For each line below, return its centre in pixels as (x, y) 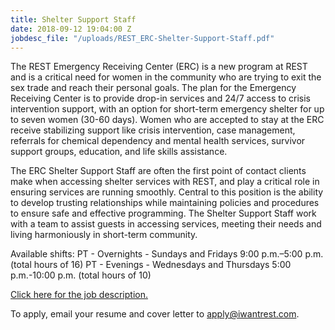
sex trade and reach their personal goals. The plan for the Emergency (153, 88)
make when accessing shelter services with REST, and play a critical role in (165, 182)
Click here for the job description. (79, 295)
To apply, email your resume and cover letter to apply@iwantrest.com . (155, 314)
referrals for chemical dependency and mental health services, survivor (158, 141)
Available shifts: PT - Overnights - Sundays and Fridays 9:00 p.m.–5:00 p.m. (167, 254)
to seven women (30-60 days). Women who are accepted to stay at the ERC (167, 120)
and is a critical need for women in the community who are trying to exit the (166, 77)
